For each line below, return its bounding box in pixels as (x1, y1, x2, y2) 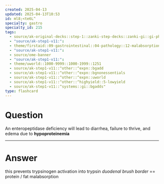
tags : (5, 30, 16, 35)
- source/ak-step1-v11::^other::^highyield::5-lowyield (9, 79, 125, 84)
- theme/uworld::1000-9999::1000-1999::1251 (9, 61, 102, 66)
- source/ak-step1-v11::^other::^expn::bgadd (9, 66, 104, 71)
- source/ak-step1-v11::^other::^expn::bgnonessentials (9, 71, 125, 75)
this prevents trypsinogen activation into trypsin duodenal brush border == (5, 168, 156, 174)
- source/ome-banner (9, 52, 51, 57)
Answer (5, 152, 38, 164)
